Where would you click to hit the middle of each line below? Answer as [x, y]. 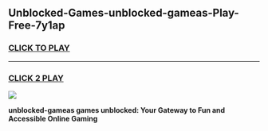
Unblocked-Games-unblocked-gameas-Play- [124, 13]
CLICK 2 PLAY [36, 78]
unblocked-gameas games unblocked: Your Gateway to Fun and [117, 110]
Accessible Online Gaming [53, 118]
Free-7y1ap [37, 26]
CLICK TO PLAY [39, 48]
